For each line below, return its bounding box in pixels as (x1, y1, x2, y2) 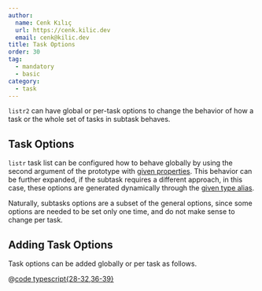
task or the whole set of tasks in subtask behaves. (8, 115, 171, 124)
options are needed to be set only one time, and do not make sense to (8, 207, 235, 216)
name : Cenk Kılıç (15, 19, 72, 27)
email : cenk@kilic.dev (15, 33, 90, 42)
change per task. (8, 215, 63, 225)
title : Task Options (8, 41, 76, 49)
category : (8, 77, 41, 85)
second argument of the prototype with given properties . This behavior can (8, 167, 253, 176)
